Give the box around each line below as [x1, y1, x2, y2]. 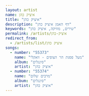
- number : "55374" [10, 69, 50, 74]
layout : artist [5, 7, 38, 13]
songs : [5, 45, 19, 50]
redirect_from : [5, 36, 38, 41]
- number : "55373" [10, 50, 50, 55]
